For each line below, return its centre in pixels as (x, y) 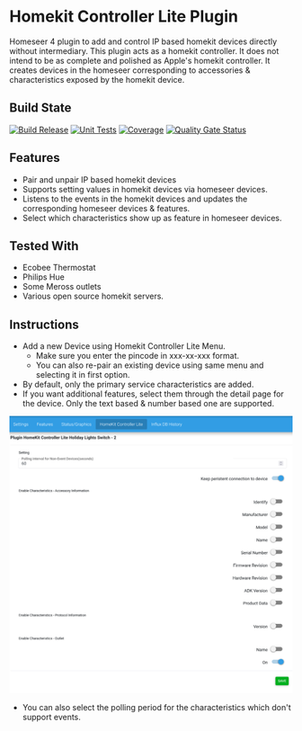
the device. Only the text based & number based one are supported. (148, 404)
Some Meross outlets (62, 287)
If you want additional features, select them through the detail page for (153, 394)
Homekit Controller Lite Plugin (124, 17)
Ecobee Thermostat (59, 268)
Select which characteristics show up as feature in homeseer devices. (152, 218)
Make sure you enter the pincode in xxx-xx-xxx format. (138, 356)
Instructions (44, 324)
